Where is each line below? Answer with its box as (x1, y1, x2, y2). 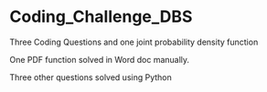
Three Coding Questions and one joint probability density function (9, 36, 259, 47)
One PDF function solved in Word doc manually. (9, 54, 190, 65)
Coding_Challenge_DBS (9, 6, 193, 27)
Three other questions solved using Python (9, 71, 172, 83)
